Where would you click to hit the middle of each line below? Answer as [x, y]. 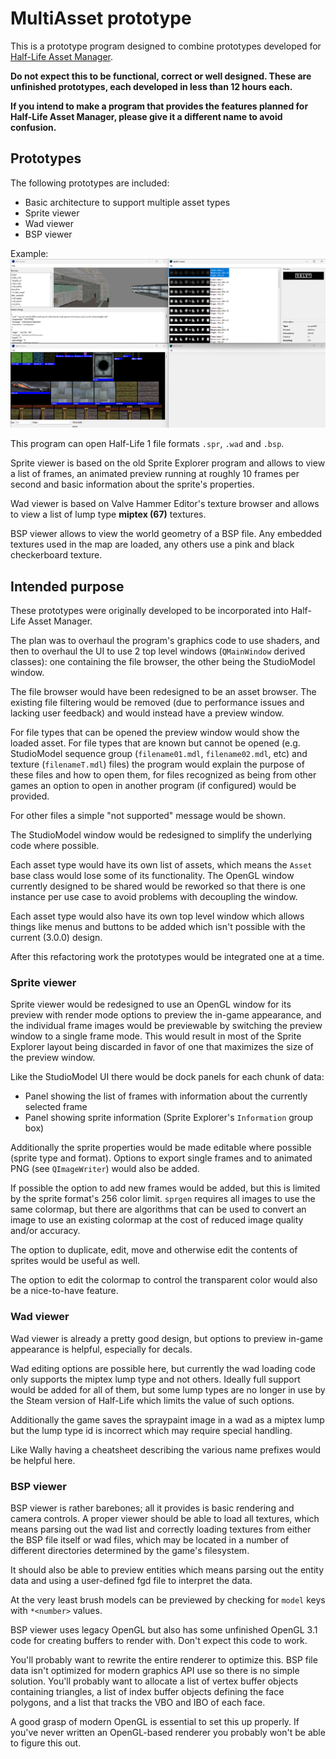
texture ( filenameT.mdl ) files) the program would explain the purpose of [157, 764]
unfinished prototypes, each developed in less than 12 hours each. [151, 86]
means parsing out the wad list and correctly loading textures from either [161, 1529]
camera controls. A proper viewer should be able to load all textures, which [165, 1518]
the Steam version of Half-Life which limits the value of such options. [152, 1400]
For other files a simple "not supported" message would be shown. [148, 816]
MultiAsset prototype [101, 18]
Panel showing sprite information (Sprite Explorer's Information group [169, 1118]
